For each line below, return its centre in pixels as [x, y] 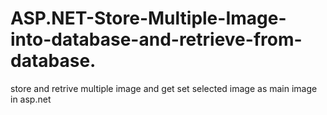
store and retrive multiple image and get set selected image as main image [164, 88]
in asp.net [31, 99]
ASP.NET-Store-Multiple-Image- [148, 18]
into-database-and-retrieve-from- [156, 39]
